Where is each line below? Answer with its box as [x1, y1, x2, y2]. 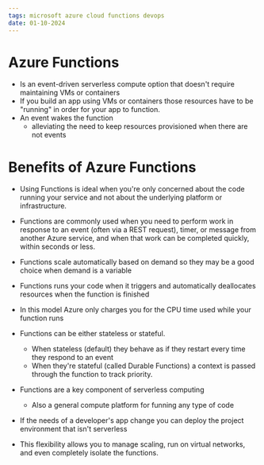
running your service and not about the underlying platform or [19, 192, 223, 203]
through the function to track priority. [31, 370, 153, 379]
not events [31, 130, 67, 140]
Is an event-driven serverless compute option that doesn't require [19, 79, 235, 89]
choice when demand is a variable [19, 265, 132, 275]
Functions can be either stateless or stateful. [19, 329, 166, 339]
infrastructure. [19, 201, 67, 211]
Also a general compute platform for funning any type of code [31, 401, 235, 410]
